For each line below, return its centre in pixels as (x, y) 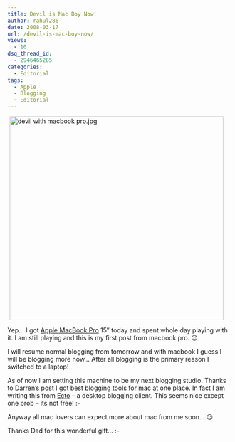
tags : (15, 80)
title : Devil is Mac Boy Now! (52, 14)
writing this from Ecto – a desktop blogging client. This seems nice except (116, 395)
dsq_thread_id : (30, 54)
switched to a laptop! (38, 367)
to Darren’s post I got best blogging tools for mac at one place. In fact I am (116, 388)
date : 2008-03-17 (33, 27)
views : (17, 41)
